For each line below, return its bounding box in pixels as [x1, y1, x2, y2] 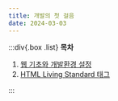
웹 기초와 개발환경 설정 [19, 59, 92, 69]
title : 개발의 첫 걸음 [8, 11, 75, 20]
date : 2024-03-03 [8, 19, 67, 27]
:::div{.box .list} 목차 [8, 42, 74, 52]
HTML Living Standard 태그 [19, 69, 111, 79]
